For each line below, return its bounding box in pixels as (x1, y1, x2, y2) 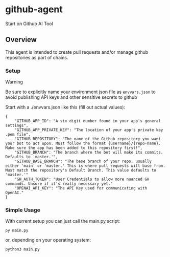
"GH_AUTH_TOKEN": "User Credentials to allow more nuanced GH (14, 177, 150, 182)
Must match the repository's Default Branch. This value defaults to (5, 168, 157, 173)
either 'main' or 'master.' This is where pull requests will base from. (5, 163, 166, 168)
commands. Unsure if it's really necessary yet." (5, 181, 113, 186)
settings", (5, 123, 29, 128)
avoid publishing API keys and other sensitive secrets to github (5, 94, 137, 100)
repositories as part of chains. (5, 54, 68, 60)
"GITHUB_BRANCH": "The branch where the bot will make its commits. (14, 150, 163, 155)
